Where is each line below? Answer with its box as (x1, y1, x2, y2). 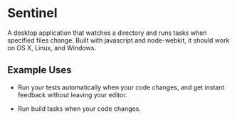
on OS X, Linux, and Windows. (7, 43, 96, 52)
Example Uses (7, 64, 73, 76)
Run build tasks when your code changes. (17, 104, 141, 113)
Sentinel (7, 5, 58, 21)
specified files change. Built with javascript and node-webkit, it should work (7, 36, 230, 44)
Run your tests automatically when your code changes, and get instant (17, 83, 225, 92)
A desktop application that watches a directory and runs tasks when (7, 28, 207, 37)
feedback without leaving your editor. (17, 90, 127, 99)
